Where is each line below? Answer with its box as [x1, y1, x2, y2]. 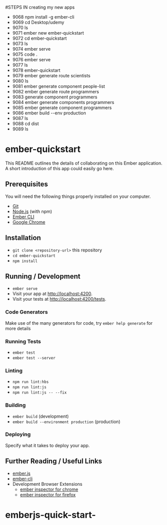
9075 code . [12, 51, 38, 57]
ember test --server [12, 355, 56, 360]
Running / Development [5, 272, 81, 281]
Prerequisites [5, 180, 48, 189]
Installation [5, 233, 41, 242]
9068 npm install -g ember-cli [12, 14, 74, 20]
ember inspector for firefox [20, 491, 76, 497]
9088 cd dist [12, 120, 39, 126]
